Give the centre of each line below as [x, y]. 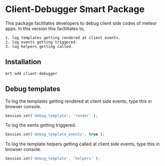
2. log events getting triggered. [42, 42]
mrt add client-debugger [31, 73]
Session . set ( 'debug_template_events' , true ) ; [55, 134]
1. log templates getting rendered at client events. [63, 38]
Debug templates [33, 89]
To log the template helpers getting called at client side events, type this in [82, 144]
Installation [23, 62]
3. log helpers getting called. [39, 46]
